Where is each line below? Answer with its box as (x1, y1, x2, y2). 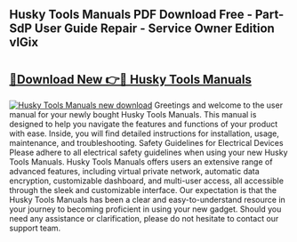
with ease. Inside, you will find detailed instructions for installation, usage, (9, 128, 280, 139)
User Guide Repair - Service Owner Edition (34, 21, 276, 36)
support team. (9, 222, 61, 233)
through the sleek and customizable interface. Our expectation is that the (9, 185, 277, 195)
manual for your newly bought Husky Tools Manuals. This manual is (9, 109, 257, 119)
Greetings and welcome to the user (154, 100, 283, 110)
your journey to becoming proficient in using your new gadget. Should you (9, 204, 282, 214)
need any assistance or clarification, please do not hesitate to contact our (9, 214, 279, 223)
